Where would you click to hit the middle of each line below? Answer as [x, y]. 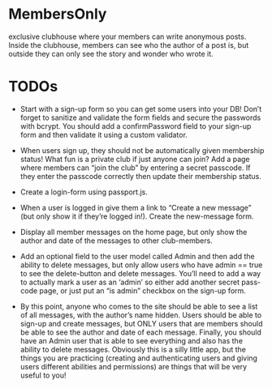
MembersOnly [58, 14]
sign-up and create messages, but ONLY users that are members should [141, 323]
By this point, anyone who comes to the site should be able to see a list [139, 306]
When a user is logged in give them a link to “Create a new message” [136, 207]
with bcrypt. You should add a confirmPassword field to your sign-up [136, 126]
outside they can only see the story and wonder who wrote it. [111, 53]
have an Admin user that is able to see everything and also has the [132, 340]
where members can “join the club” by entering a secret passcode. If [135, 168]
